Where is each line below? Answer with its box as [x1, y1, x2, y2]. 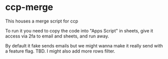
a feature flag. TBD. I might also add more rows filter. [5, 48, 115, 54]
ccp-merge [5, 1, 54, 13]
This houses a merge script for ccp [5, 18, 78, 24]
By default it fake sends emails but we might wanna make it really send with [5, 42, 163, 48]
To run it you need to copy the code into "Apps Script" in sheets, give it [5, 27, 153, 33]
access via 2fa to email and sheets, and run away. [5, 33, 109, 39]
